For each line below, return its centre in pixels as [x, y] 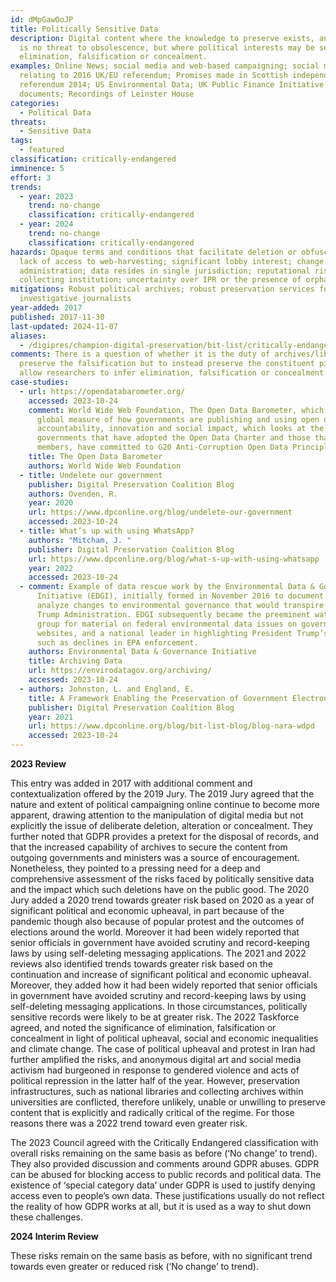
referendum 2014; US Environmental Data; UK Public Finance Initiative [172, 85]
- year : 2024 [46, 224]
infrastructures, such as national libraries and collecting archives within [157, 1091]
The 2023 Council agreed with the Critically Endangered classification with [164, 1142]
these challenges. [47, 1217]
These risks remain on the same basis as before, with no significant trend [161, 1255]
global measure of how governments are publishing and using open [178, 419]
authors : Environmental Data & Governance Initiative [142, 652]
